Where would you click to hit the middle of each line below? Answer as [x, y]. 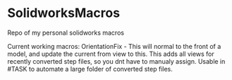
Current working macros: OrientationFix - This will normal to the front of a [114, 46]
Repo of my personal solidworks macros [66, 33]
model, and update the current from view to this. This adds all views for [111, 54]
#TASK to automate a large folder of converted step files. [90, 69]
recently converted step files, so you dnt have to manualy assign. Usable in [116, 61]
